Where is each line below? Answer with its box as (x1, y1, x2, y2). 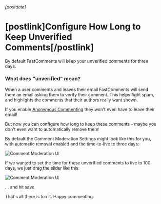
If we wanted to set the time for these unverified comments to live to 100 (5, 159, 151, 166)
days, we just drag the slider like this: (5, 165, 80, 171)
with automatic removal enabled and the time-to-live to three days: (5, 141, 139, 147)
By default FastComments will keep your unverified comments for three (5, 58, 149, 64)
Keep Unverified (5, 31, 72, 43)
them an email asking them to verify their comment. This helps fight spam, (5, 91, 155, 97)
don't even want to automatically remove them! (5, 126, 100, 132)
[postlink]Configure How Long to (5, 21, 141, 32)
